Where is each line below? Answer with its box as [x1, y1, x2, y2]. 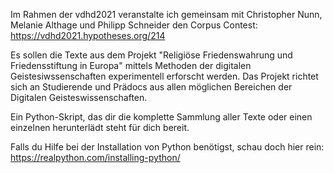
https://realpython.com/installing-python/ [10, 152, 181, 163]
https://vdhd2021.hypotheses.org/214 [10, 30, 166, 41]
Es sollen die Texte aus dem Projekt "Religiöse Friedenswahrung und [10, 49, 293, 61]
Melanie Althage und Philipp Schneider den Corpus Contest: [10, 19, 258, 31]
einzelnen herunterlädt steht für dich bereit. [10, 122, 190, 133]
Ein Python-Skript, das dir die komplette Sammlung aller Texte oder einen [10, 111, 313, 123]
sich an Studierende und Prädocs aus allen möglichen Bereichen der [10, 81, 293, 93]
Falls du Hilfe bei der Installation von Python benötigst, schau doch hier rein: [10, 141, 325, 153]
